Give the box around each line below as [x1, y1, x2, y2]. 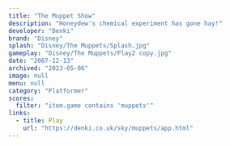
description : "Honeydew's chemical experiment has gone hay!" [8, 19, 223, 27]
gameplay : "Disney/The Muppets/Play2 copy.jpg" [8, 49, 172, 57]
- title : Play [15, 117, 63, 125]
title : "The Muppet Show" [8, 11, 96, 20]
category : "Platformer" [8, 86, 89, 95]
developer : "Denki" [8, 27, 75, 35]
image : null [8, 72, 49, 80]
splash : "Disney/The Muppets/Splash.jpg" [8, 42, 151, 50]
